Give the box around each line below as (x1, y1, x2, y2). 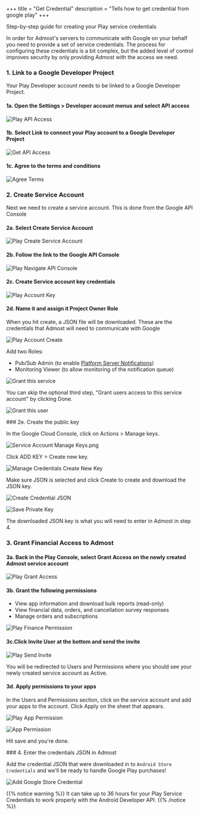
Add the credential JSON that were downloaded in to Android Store (6, 760, 172, 767)
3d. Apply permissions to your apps (6, 683, 97, 690)
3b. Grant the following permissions (6, 587, 97, 594)
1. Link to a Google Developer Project (6, 68, 114, 76)
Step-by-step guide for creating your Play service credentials (6, 23, 157, 30)
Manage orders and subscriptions (14, 612, 98, 620)
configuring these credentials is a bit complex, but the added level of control (6, 47, 194, 54)
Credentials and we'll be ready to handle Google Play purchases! (6, 767, 167, 774)
